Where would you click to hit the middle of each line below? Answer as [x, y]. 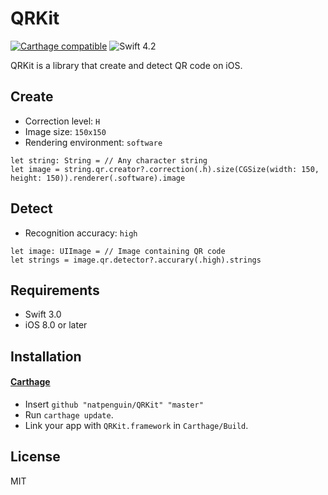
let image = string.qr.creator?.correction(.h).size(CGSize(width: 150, [165, 169]
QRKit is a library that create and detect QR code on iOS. [126, 65]
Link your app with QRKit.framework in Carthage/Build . [136, 425]
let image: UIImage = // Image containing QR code [118, 251]
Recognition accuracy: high [81, 233]
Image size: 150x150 [65, 131]
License [35, 457]
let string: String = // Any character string [109, 160]
